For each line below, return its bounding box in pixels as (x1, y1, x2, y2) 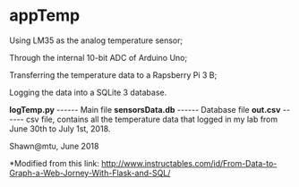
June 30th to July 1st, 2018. (9, 123, 111, 134)
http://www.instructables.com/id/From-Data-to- (101, 157, 278, 168)
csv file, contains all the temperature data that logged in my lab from (25, 114, 278, 124)
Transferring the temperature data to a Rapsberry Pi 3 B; (9, 69, 218, 81)
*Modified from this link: (9, 157, 100, 168)
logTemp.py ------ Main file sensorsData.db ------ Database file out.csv (9, 104, 281, 115)
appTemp (9, 5, 81, 26)
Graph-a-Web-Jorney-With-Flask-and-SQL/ (9, 167, 171, 178)
